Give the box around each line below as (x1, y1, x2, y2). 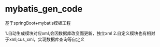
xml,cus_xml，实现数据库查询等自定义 (9, 36, 85, 42)
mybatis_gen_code (5, 3, 83, 15)
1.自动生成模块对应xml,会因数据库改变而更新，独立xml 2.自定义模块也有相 (5, 30, 151, 36)
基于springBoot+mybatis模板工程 (5, 20, 71, 26)
